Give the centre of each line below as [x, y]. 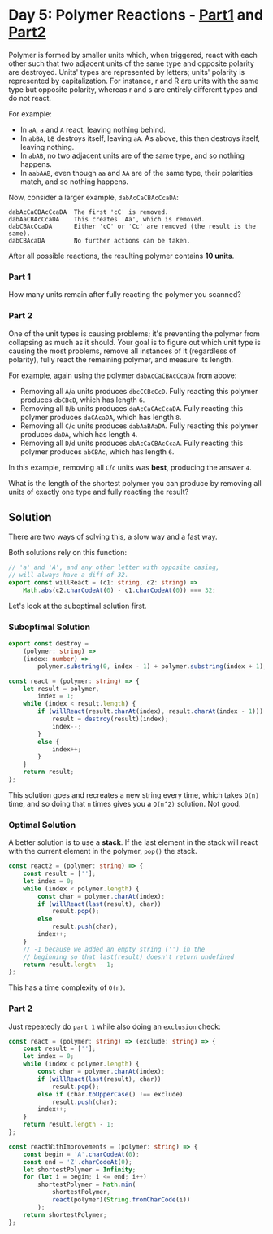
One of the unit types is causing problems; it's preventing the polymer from [134, 333]
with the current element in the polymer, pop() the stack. [103, 851]
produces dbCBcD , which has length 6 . [82, 400]
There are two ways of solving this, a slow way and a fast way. [113, 537]
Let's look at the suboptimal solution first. [78, 606]
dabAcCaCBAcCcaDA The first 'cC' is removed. [89, 212]
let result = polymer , [61, 689]
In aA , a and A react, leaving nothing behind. [93, 129]
